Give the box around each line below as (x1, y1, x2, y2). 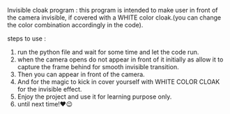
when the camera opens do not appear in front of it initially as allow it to (17, 55, 224, 64)
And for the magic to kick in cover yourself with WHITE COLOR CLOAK (17, 78, 220, 86)
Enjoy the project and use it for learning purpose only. (17, 92, 172, 101)
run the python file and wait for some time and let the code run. (17, 48, 199, 56)
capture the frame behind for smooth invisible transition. (17, 63, 179, 71)
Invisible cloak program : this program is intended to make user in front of (7, 6, 218, 14)
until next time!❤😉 (17, 100, 73, 108)
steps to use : (7, 34, 47, 43)
